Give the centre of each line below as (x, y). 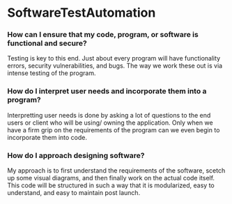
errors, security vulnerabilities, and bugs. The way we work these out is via (115, 66)
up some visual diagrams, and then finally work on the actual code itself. (111, 178)
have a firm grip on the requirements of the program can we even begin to (114, 130)
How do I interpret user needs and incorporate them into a (107, 91)
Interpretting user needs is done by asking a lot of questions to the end (109, 115)
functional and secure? (47, 43)
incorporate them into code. (47, 137)
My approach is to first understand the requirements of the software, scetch (116, 171)
